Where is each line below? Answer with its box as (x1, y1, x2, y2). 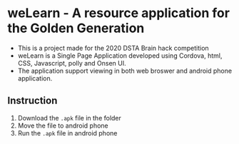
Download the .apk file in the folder (17, 113, 121, 122)
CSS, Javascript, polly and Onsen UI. (17, 58, 126, 67)
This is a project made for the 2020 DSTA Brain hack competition (17, 43, 209, 52)
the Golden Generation (7, 20, 145, 36)
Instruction (7, 95, 58, 107)
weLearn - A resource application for (7, 5, 230, 21)
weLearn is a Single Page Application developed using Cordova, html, (17, 51, 223, 60)
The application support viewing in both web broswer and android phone (17, 66, 233, 75)
